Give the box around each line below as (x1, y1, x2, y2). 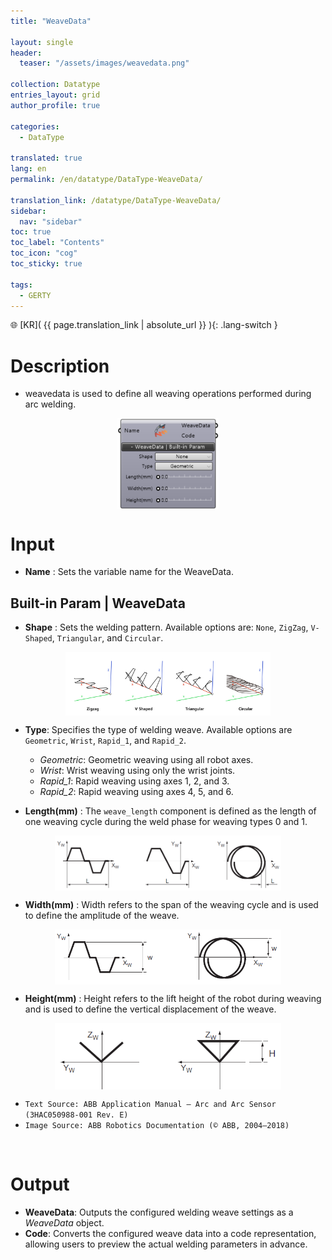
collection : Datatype (10, 80, 101, 90)
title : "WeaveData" (10, 16, 92, 26)
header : (10, 48, 43, 58)
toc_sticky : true (10, 259, 83, 269)
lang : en (10, 164, 47, 174)
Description (10, 355, 110, 377)
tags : (10, 280, 33, 290)
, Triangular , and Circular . (51, 632, 164, 644)
